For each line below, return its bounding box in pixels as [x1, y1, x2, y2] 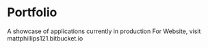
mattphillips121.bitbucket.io [7, 34, 83, 42]
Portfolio [7, 5, 57, 20]
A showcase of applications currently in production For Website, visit [7, 27, 201, 35]
